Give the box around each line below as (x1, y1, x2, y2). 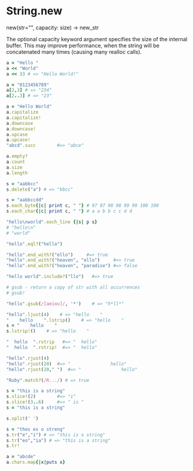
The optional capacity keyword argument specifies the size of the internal (6, 35, 188, 42)
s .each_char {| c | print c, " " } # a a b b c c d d (6, 208, 133, 215)
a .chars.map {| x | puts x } (6, 459, 66, 466)
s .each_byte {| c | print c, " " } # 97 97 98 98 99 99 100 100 (6, 203, 160, 209)
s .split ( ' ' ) (6, 415, 39, 421)
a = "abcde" (6, 454, 36, 460)
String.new (6, 4, 63, 18)
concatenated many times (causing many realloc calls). (6, 48, 142, 55)
